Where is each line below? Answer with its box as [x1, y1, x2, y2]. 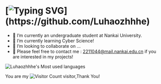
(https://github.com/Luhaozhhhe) [5, 16, 150, 27]
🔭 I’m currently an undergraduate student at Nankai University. [12, 32, 142, 38]
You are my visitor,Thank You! [5, 73, 100, 79]
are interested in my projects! [12, 53, 73, 60]
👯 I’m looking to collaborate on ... [12, 43, 81, 49]
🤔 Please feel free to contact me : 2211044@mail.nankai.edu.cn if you [12, 48, 156, 54]
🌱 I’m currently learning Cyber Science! [12, 38, 94, 44]
